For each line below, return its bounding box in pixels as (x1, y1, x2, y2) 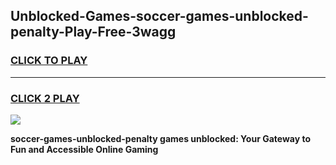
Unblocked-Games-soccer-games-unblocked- (10, 8, 309, 25)
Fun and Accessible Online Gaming (10, 143, 159, 155)
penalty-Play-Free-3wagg (10, 24, 177, 41)
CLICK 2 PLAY (10, 91, 80, 105)
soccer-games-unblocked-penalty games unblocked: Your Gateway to (10, 132, 311, 144)
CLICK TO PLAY (10, 54, 88, 68)
